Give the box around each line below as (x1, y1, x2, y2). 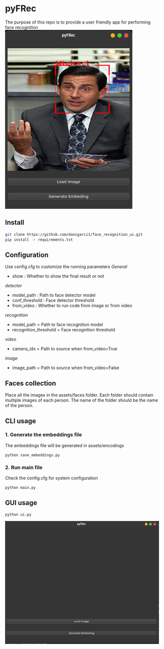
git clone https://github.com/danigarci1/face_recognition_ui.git (5, 232, 143, 237)
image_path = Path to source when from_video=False (12, 365, 120, 371)
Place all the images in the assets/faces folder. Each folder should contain (5, 392, 154, 398)
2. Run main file (5, 464, 43, 471)
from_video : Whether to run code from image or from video (12, 302, 133, 309)
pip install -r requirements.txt (5, 237, 73, 242)
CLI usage (5, 417, 37, 425)
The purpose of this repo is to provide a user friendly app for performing (5, 19, 151, 25)
